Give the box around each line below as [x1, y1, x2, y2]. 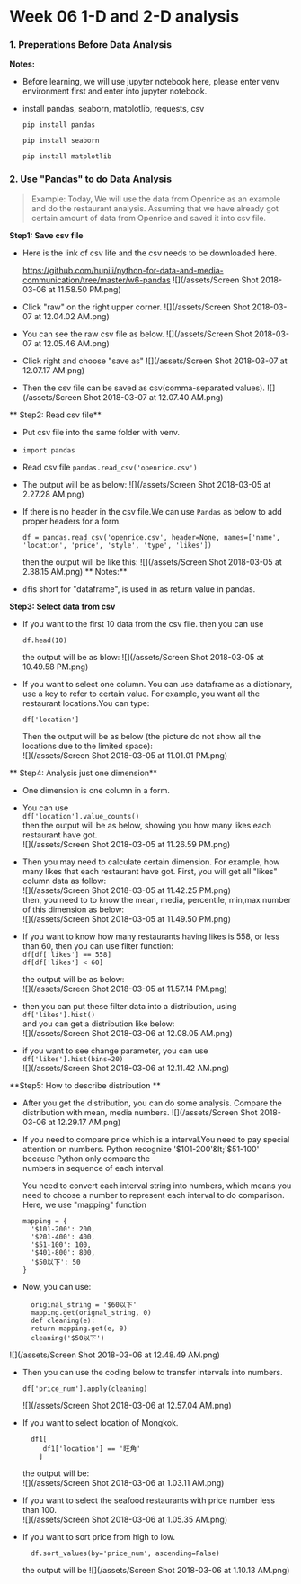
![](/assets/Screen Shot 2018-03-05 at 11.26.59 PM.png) [22, 838, 231, 849]
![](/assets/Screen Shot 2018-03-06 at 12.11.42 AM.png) [22, 1062, 230, 1073]
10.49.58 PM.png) [22, 661, 89, 672]
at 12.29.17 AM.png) [48, 1116, 121, 1127]
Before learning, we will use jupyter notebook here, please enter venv [22, 76, 280, 87]
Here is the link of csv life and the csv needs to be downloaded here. [22, 247, 278, 258]
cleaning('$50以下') [31, 1333, 105, 1342]
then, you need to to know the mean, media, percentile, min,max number [22, 894, 292, 905]
